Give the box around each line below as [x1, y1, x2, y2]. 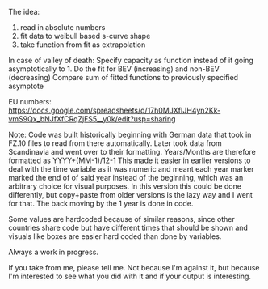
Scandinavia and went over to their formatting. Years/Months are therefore [8, 147, 257, 156]
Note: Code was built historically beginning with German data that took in [8, 130, 252, 139]
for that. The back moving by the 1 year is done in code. [8, 198, 194, 208]
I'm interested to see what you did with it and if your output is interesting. [8, 271, 252, 281]
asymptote [8, 81, 44, 91]
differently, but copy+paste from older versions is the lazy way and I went [8, 190, 253, 199]
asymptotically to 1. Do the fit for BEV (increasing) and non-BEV [8, 64, 220, 74]
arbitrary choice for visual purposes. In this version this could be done [8, 181, 242, 191]
